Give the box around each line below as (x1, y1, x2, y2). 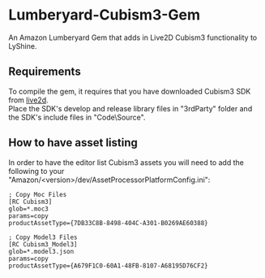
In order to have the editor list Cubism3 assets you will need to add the (8, 157, 245, 167)
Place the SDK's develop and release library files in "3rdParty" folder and (8, 103, 253, 113)
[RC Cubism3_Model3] (8, 240, 79, 249)
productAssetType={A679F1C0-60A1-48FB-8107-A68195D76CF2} (8, 262, 208, 270)
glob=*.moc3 (8, 205, 49, 213)
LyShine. (8, 41, 37, 50)
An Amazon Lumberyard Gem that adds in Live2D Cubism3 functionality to (8, 33, 258, 42)
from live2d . (8, 95, 49, 105)
